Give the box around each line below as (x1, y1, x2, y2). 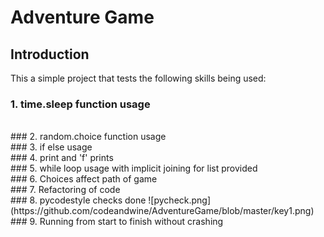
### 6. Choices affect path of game (10, 173, 158, 185)
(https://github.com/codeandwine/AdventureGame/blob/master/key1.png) (10, 205, 315, 217)
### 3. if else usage (10, 141, 93, 153)
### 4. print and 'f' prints (10, 152, 114, 164)
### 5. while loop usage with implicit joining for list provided (10, 162, 258, 175)
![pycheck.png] (148, 194, 212, 206)
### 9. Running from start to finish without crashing (10, 216, 224, 228)
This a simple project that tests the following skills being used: (10, 72, 267, 84)
